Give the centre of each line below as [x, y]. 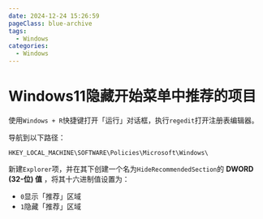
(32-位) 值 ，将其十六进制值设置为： [69, 178]
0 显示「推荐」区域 [50, 196]
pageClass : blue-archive [50, 24]
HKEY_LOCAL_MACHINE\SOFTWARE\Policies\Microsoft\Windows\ [108, 152]
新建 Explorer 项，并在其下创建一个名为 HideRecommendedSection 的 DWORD [131, 169]
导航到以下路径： [37, 137]
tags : [17, 31]
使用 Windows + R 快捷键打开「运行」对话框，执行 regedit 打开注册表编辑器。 [134, 120]
